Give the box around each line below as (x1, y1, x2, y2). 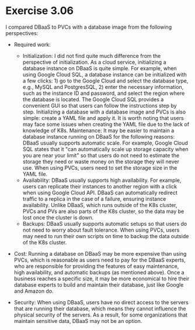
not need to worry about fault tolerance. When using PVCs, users (22, 226, 180, 233)
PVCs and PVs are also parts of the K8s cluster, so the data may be (22, 208, 184, 215)
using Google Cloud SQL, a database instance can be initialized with (22, 71, 187, 78)
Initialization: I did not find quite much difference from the (22, 52, 161, 59)
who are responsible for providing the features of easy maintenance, (13, 262, 179, 270)
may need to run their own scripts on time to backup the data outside (22, 232, 189, 239)
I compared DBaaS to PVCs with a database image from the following (5, 23, 172, 30)
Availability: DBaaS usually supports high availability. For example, (22, 177, 182, 184)
